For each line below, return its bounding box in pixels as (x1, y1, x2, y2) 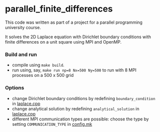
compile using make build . (12, 62, 64, 68)
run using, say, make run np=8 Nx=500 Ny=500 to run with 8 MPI (12, 67, 137, 73)
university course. (5, 24, 41, 30)
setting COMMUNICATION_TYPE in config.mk (12, 121, 92, 127)
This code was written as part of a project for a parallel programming (5, 19, 143, 25)
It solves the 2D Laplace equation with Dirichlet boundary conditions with (5, 34, 151, 40)
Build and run (5, 51, 37, 58)
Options (5, 85, 24, 91)
